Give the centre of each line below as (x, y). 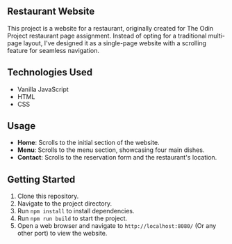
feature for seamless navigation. (53, 50)
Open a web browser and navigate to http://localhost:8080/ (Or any (117, 226)
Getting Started (41, 180)
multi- (217, 36)
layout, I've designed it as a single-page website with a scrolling (115, 43)
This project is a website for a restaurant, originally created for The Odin (110, 28)
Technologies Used (50, 73)
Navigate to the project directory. (65, 204)
